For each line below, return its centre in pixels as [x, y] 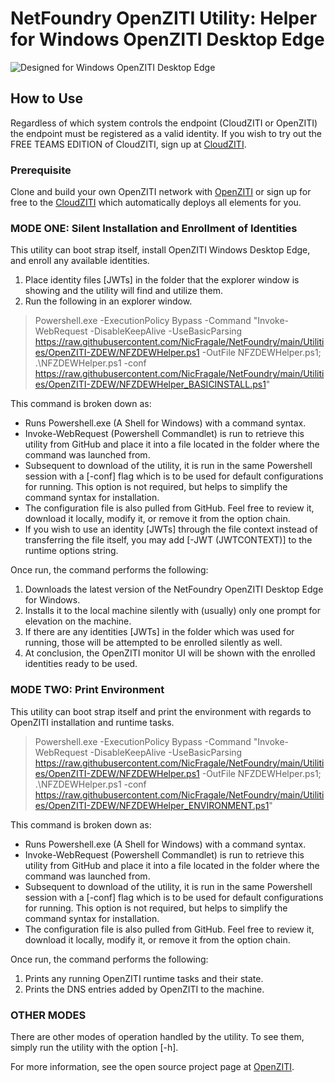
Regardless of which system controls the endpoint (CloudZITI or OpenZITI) [164, 123]
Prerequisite [41, 170]
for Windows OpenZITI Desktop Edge [167, 39]
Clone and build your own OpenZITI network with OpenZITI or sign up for [161, 192]
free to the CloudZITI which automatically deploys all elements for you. [156, 203]
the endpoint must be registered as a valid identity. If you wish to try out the [166, 133]
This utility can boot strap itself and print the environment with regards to [161, 711]
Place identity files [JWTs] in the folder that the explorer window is [162, 280]
